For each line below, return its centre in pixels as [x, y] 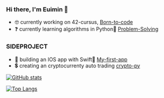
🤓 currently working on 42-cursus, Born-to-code [74, 22]
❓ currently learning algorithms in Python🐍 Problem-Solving [86, 29]
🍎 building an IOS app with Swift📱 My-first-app [71, 59]
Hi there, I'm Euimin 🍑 [37, 9]
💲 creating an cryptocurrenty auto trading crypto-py [77, 65]
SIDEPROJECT [27, 46]
